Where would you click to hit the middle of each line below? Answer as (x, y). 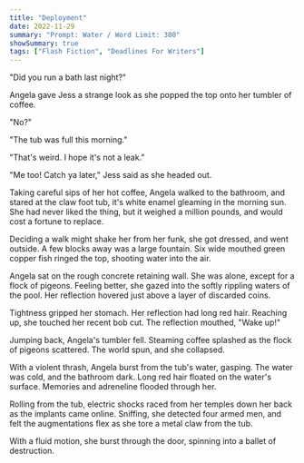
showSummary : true (44, 43)
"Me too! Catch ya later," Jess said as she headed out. (111, 175)
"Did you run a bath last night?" (68, 77)
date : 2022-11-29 (42, 26)
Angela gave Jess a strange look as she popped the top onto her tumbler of (151, 95)
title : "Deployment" (49, 18)
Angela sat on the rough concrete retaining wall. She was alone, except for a (152, 276)
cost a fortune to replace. (57, 222)
